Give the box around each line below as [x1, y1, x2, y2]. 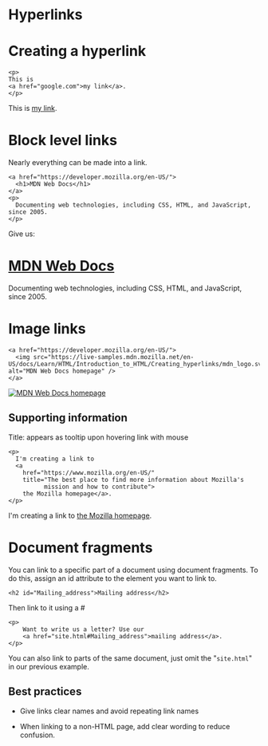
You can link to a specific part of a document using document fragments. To [8, 565, 258, 574]
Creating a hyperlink [8, 42, 146, 61]
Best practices [8, 685, 82, 699]
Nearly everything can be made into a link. [8, 158, 148, 168]
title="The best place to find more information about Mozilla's [22, 476, 245, 484]
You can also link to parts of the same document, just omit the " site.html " [8, 653, 253, 663]
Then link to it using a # [8, 602, 85, 612]
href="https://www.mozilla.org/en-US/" [22, 468, 156, 476]
